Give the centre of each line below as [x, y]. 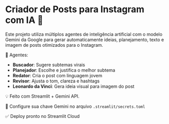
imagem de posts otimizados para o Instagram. [54, 45]
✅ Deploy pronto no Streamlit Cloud [43, 116]
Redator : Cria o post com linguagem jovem [57, 75]
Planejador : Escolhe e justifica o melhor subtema [64, 70]
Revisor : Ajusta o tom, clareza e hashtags [56, 81]
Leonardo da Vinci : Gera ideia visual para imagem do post [73, 86]
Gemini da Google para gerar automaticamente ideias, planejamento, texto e [85, 40]
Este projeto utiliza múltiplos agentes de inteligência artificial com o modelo [84, 34]
